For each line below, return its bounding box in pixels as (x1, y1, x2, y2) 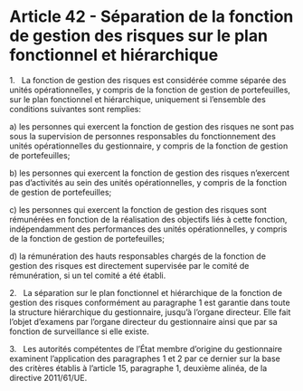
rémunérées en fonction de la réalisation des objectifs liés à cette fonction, (9, 214, 288, 224)
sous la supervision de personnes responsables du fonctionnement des (9, 130, 276, 141)
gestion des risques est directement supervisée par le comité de (9, 260, 250, 271)
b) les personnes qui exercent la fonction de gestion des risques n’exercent (9, 167, 289, 178)
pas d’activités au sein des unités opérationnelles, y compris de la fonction (9, 176, 288, 187)
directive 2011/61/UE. (9, 372, 88, 383)
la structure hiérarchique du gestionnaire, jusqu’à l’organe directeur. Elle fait (9, 306, 291, 318)
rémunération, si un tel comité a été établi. (9, 270, 166, 281)
